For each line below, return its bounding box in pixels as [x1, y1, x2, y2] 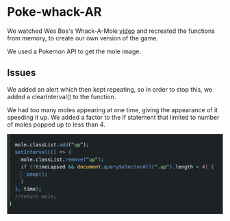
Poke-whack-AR [7, 4, 102, 20]
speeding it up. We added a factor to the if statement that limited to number [7, 113, 220, 121]
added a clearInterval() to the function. [7, 92, 116, 101]
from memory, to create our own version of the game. [7, 34, 159, 42]
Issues [7, 67, 36, 79]
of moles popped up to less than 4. [7, 120, 106, 129]
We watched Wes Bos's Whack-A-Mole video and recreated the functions [7, 27, 216, 35]
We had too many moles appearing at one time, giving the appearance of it [7, 105, 218, 114]
